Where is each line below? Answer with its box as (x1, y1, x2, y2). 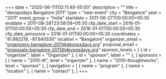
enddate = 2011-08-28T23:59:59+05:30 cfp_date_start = (5, 20, 122, 26)
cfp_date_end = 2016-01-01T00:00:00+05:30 (47, 25, 141, 31)
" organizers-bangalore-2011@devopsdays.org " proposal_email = (5, 41, 138, 47)
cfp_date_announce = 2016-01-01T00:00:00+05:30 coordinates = (5, 31, 141, 36)
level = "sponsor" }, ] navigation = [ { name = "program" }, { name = (5, 62, 145, 68)
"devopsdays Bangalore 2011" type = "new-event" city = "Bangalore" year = (5, 9, 162, 15)
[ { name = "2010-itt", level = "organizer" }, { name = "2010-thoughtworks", (5, 57, 160, 63)
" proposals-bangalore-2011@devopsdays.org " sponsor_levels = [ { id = (5, 47, 152, 52)
